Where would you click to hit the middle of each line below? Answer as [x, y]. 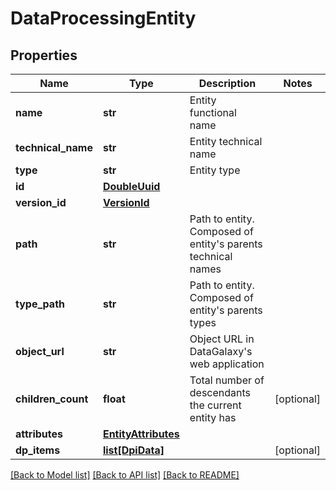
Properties [44, 55]
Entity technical [226, 141]
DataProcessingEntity [103, 18]
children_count [52, 399]
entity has [213, 417]
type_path [40, 304]
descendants [220, 392]
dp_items [38, 450]
